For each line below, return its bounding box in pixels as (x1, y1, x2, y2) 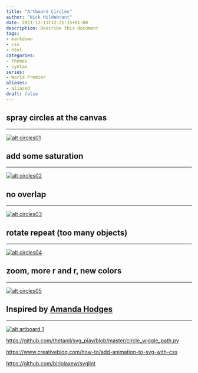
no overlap (6, 189, 47, 199)
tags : (6, 31, 19, 37)
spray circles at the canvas (6, 113, 107, 123)
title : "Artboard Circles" (6, 8, 72, 15)
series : (6, 69, 25, 75)
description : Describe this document (6, 25, 99, 31)
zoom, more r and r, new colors (6, 266, 122, 276)
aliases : (6, 80, 28, 86)
